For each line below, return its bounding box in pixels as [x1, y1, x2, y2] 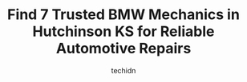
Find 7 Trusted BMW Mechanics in [7, 6, 240, 24]
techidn [111, 65, 136, 75]
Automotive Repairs [55, 40, 192, 57]
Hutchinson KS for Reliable [32, 22, 215, 41]
